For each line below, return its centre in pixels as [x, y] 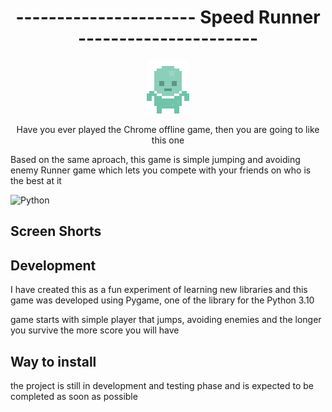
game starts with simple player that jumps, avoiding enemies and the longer [166, 320]
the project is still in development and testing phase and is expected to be [162, 385]
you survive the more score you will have [95, 330]
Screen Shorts [56, 231]
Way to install [53, 361]
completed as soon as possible [74, 396]
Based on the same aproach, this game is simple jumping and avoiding [155, 159]
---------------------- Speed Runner [168, 17]
